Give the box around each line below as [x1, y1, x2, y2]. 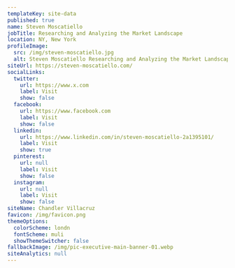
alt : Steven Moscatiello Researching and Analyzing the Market [13, 56, 201, 63]
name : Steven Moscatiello [7, 23, 83, 30]
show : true [20, 147, 52, 154]
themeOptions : [7, 218, 49, 225]
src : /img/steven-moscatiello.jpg [13, 50, 114, 57]
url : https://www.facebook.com [20, 107, 111, 114]
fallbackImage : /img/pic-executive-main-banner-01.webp [7, 244, 173, 251]
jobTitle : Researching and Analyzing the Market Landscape [7, 29, 183, 37]
